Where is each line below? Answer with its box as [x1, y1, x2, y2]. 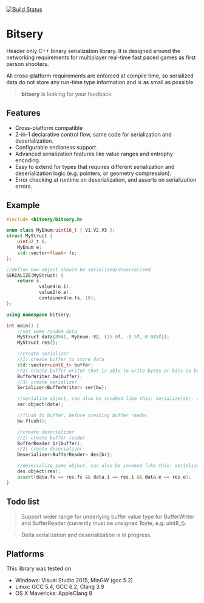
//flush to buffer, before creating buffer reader [17, 412, 148, 419]
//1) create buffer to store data [17, 357, 104, 363]
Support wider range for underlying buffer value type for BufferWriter [21, 513, 195, 520]
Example [6, 200, 40, 210]
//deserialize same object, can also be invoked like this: [17, 463, 172, 469]
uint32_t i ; [17, 238, 47, 245]
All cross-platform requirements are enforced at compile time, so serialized [6, 72, 194, 79]
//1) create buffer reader [17, 435, 86, 441]
